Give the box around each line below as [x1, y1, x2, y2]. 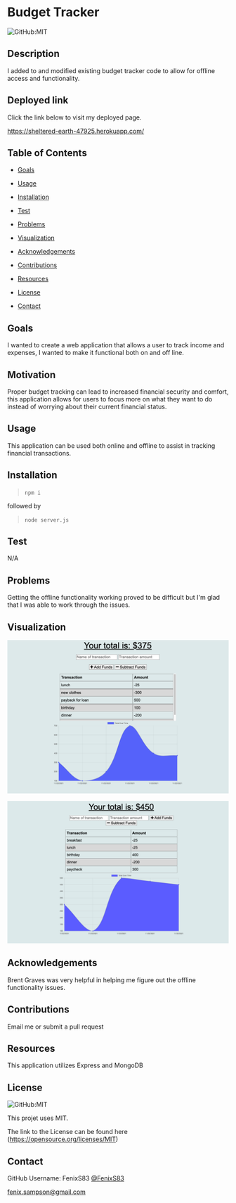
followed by [7, 501, 41, 510]
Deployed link [7, 94, 69, 106]
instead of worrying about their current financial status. [7, 402, 167, 411]
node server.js [24, 516, 70, 524]
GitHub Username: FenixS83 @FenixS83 [7, 1173, 125, 1182]
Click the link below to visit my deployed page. [7, 113, 142, 122]
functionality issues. [7, 983, 65, 991]
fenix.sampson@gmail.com [7, 1188, 86, 1196]
